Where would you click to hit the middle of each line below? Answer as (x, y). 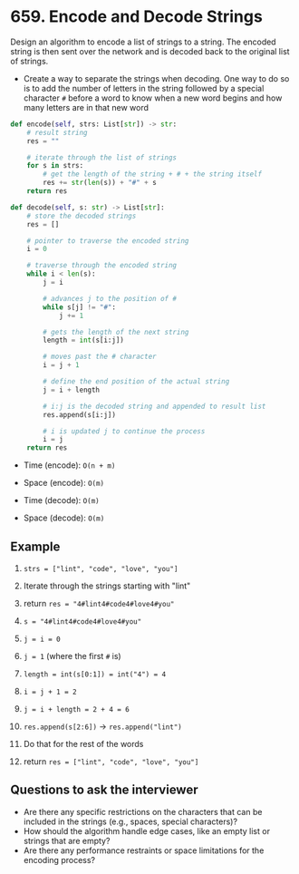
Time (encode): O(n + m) (69, 465)
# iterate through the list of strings (102, 157)
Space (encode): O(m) (64, 483)
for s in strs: (55, 166)
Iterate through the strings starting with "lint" (107, 586)
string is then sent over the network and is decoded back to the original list (150, 51)
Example (35, 546)
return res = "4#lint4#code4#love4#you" (99, 603)
